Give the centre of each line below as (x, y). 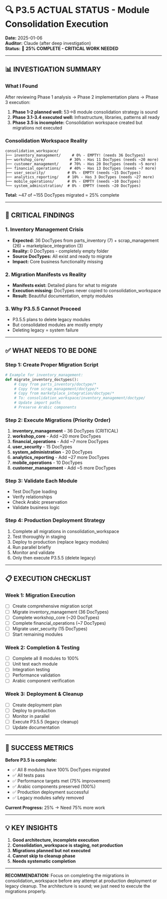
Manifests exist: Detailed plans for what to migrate (65, 285)
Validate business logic (36, 507)
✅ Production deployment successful (50, 792)
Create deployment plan (37, 705)
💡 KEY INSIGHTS (32, 828)
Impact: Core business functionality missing (58, 261)
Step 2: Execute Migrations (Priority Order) (58, 420)
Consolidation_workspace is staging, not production (68, 845)
